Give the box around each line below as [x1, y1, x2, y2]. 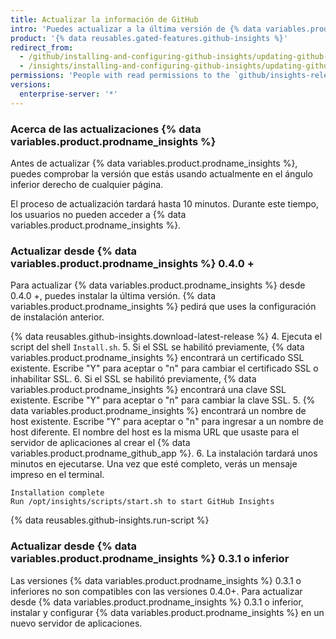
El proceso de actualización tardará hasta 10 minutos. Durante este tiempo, [10, 197, 319, 210]
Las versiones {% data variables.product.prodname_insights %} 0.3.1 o [10, 574, 302, 586]
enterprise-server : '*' [19, 89, 118, 99]
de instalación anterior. [10, 311, 105, 323]
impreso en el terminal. [10, 469, 105, 481]
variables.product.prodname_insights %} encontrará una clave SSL [10, 384, 287, 396]
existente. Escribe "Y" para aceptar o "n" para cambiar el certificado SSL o [10, 362, 319, 375]
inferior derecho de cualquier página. [10, 178, 164, 190]
